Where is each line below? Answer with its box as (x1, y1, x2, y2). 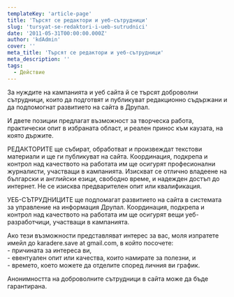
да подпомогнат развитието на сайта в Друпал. (7, 103, 150, 111)
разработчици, (7, 217, 52, 226)
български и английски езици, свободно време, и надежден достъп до (7, 174, 220, 182)
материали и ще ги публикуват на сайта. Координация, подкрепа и (7, 152, 208, 161)
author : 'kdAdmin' (7, 36, 61, 43)
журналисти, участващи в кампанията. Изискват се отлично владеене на (7, 167, 227, 175)
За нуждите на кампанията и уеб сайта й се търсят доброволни (7, 88, 198, 96)
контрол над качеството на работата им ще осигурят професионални (7, 159, 216, 168)
